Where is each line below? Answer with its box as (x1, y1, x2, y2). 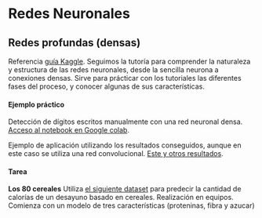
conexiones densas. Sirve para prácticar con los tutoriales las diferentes (8, 74, 242, 82)
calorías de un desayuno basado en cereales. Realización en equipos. (8, 193, 234, 202)
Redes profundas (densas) (8, 36, 141, 49)
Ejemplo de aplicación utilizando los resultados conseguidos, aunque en (8, 140, 242, 150)
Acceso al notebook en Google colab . (8, 125, 129, 135)
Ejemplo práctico (8, 100, 65, 109)
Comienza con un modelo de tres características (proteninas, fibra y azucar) (8, 201, 255, 210)
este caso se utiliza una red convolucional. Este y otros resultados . (8, 149, 224, 158)
